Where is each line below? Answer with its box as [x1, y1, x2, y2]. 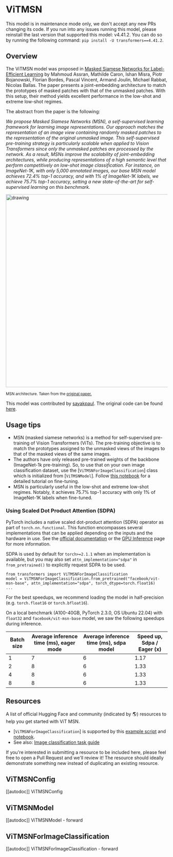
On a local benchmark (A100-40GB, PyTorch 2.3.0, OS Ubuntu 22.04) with [6, 610, 163, 616]
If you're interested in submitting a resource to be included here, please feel [6, 749, 166, 755]
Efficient [6, 71, 24, 77]
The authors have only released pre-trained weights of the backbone [13, 456, 160, 462]
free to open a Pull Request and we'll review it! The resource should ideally [6, 755, 164, 761]
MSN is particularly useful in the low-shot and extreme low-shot [13, 484, 149, 490]
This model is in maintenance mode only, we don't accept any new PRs [6, 21, 156, 27]
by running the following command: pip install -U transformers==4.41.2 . [6, 37, 164, 43]
